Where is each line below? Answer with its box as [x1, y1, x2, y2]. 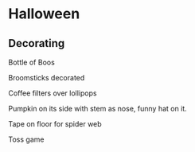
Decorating [8, 37, 65, 50]
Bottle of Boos [8, 57, 56, 67]
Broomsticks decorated [8, 73, 85, 82]
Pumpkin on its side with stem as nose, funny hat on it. [8, 104, 187, 113]
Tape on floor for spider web [8, 119, 102, 128]
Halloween [8, 5, 80, 23]
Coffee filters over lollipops [8, 88, 97, 98]
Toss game [8, 134, 45, 144]
